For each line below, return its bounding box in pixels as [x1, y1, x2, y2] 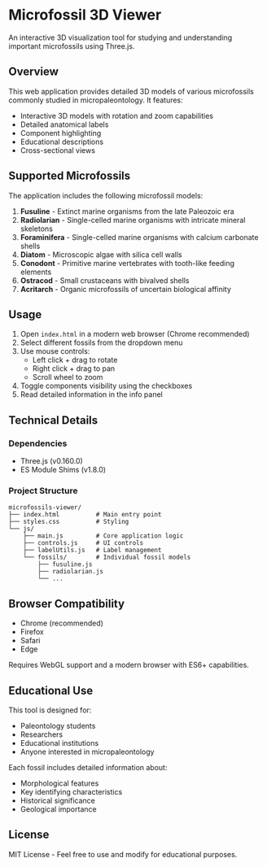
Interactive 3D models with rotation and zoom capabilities [20, 111, 214, 120]
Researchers [20, 730, 63, 739]
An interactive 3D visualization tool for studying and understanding [8, 33, 233, 42]
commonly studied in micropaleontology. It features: [8, 95, 183, 105]
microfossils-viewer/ [8, 503, 82, 512]
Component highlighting [20, 128, 102, 137]
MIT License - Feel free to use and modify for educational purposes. [8, 849, 238, 859]
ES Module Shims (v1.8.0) [20, 465, 107, 475]
